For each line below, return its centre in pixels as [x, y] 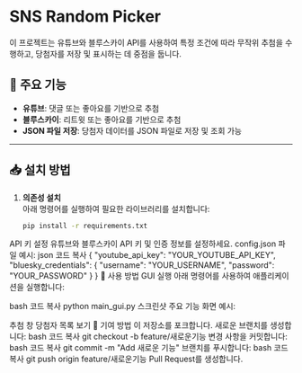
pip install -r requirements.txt [85, 226]
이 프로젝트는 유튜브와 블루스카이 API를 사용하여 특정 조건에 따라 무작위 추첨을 [146, 42]
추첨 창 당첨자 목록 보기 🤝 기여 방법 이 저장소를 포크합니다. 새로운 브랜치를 [138, 325]
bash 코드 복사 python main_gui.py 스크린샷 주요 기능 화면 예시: [123, 306]
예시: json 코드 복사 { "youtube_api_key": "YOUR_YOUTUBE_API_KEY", [147, 255]
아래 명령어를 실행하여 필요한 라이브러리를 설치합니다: [116, 209]
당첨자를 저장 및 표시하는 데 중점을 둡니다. [109, 53]
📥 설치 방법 [40, 170]
